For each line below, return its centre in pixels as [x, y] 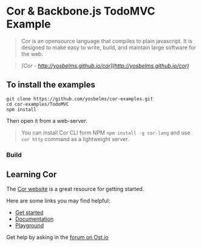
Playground [29, 226]
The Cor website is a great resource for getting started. [75, 189]
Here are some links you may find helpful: [58, 201]
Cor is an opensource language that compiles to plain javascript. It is [107, 41]
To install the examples [51, 85]
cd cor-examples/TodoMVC [38, 104]
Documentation [34, 219]
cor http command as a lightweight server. [75, 139]
